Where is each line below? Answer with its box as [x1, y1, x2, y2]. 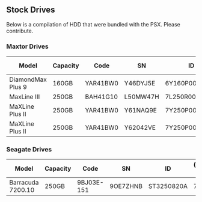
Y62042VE [124, 123, 156, 132]
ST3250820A [148, 182, 188, 191]
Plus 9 [9, 83, 27, 91]
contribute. [6, 27, 34, 34]
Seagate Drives [6, 145, 52, 154]
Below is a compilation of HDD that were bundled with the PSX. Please [6, 20, 180, 28]
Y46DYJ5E [124, 79, 156, 88]
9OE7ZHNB [109, 182, 143, 191]
